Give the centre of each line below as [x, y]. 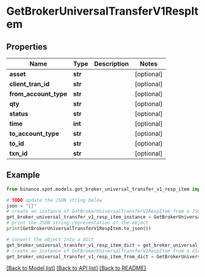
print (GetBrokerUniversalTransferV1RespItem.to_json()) [79, 229]
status [19, 114]
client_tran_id [30, 84]
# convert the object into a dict [50, 239]
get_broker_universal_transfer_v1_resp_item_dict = [73, 245]
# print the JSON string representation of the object [77, 223]
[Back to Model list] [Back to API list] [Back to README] [76, 268]
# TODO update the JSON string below [54, 200]
